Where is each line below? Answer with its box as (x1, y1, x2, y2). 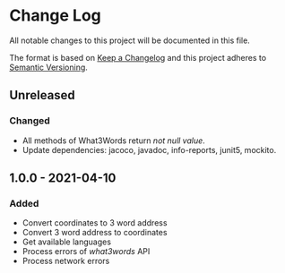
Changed (9, 115, 51, 127)
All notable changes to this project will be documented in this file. (9, 35, 251, 46)
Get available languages (22, 236, 112, 247)
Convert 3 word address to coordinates (22, 227, 168, 238)
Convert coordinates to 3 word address (22, 218, 168, 228)
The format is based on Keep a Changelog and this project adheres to (9, 52, 267, 63)
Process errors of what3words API (22, 246, 151, 257)
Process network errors (22, 256, 110, 267)
